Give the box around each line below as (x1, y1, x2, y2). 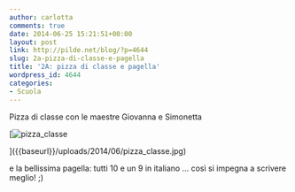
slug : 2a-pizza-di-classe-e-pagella (9, 54, 144, 63)
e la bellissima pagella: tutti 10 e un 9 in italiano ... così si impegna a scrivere (9, 163, 286, 173)
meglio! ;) (9, 172, 44, 182)
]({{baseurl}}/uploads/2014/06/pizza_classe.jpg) (9, 145, 187, 156)
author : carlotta (9, 12, 74, 22)
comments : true (9, 21, 66, 30)
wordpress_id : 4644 (9, 71, 82, 80)
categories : (9, 79, 53, 88)
